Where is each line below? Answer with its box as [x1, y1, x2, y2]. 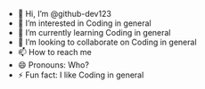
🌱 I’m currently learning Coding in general [17, 28, 171, 37]
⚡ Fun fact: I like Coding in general [17, 69, 144, 80]
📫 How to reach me [17, 47, 92, 57]
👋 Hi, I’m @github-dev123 [17, 9, 111, 19]
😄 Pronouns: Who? [17, 60, 89, 70]
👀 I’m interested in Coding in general [17, 18, 152, 28]
